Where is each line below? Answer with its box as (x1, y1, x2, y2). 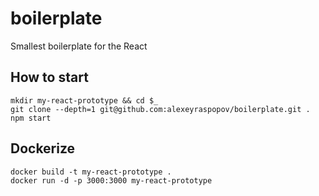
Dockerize (10, 140, 76, 157)
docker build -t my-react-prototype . (10, 167, 172, 177)
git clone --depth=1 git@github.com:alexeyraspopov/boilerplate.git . (10, 104, 311, 114)
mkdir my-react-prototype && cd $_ (10, 95, 159, 106)
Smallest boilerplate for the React (10, 40, 148, 52)
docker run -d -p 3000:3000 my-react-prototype (10, 175, 213, 186)
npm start (10, 113, 52, 123)
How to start (10, 69, 89, 86)
